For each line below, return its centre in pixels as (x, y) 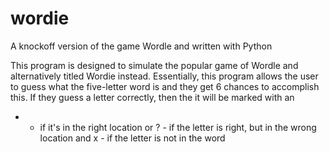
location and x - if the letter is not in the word (132, 138)
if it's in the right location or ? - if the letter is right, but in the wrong (178, 127)
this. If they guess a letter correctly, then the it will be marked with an (152, 97)
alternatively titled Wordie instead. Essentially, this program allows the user (164, 76)
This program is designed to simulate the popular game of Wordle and (154, 65)
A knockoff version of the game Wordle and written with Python (141, 46)
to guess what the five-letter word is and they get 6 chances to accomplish (165, 86)
